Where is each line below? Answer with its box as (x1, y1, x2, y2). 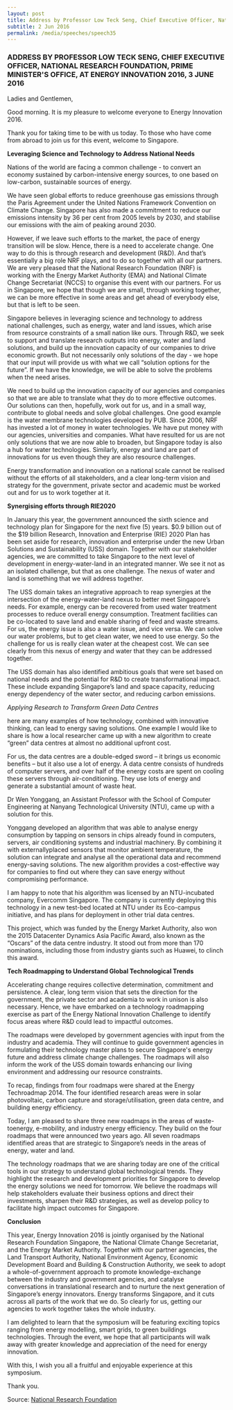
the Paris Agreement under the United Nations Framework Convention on (7, 199, 216, 207)
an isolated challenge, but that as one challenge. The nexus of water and (7, 566, 215, 575)
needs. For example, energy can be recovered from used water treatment (7, 602, 217, 611)
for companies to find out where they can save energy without (7, 867, 185, 875)
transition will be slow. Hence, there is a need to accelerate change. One (7, 241, 214, 250)
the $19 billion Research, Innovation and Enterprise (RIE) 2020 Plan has (7, 530, 210, 538)
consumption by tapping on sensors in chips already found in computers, (7, 830, 216, 839)
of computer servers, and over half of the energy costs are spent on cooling (7, 766, 224, 775)
